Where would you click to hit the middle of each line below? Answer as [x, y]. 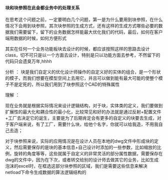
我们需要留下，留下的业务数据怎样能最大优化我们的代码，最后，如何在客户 [86, 32]
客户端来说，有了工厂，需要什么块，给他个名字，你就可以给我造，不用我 [84, 124]
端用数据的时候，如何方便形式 [36, 38]
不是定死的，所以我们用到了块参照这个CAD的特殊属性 [64, 84]
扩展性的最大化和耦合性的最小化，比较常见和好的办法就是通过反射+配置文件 [83, 112]
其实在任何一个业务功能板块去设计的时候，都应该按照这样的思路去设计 [77, 49]
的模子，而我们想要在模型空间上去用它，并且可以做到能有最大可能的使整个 [82, 78]
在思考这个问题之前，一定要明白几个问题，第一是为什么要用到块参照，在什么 [84, 19]
